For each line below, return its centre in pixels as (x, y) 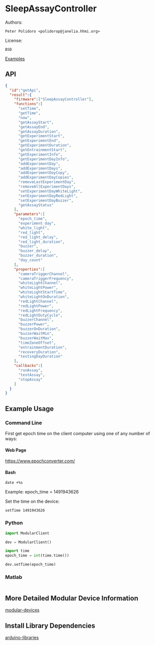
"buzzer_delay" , (35, 251)
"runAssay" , (30, 370)
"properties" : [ (30, 269)
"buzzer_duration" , (38, 256)
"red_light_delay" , (38, 237)
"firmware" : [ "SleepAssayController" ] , (54, 99)
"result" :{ (21, 95)
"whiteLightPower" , (38, 288)
